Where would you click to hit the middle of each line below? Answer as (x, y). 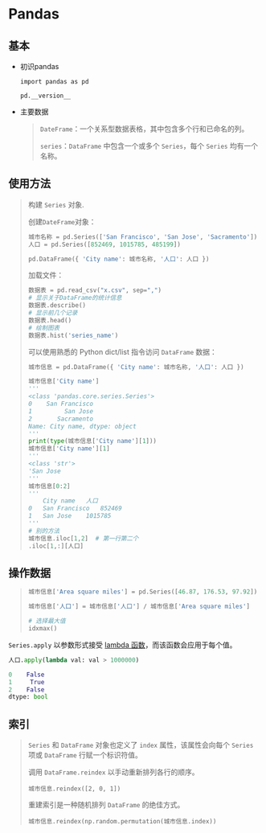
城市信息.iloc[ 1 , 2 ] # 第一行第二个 (83, 538)
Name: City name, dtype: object (82, 426)
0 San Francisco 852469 (75, 509)
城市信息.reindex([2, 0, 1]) (74, 789)
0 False (27, 675)
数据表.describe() (57, 306)
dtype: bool (28, 697)
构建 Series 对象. (56, 204)
